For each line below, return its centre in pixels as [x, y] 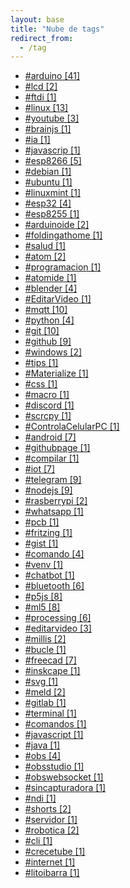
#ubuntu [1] [48, 182]
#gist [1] [41, 543]
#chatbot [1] [49, 575]
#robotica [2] [52, 830]
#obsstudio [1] [54, 767]
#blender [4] [51, 288]
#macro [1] [47, 395]
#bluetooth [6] [54, 586]
